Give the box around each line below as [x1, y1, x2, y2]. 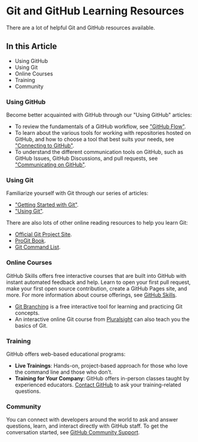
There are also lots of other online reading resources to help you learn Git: [6, 219, 188, 226]
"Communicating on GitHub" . [14, 161, 86, 168]
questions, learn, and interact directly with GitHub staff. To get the [6, 422, 168, 429]
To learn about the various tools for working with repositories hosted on [14, 129, 191, 137]
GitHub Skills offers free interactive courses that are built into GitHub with [6, 272, 187, 279]
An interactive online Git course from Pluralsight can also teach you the [14, 316, 190, 323]
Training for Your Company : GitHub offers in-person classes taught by [14, 374, 190, 382]
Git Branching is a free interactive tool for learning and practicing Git [14, 302, 183, 310]
